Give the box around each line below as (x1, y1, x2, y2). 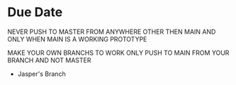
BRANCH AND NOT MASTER (7, 55, 91, 64)
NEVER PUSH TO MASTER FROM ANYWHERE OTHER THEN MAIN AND (7, 27, 216, 36)
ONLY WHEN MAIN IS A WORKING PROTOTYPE (7, 34, 147, 43)
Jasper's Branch (17, 70, 66, 78)
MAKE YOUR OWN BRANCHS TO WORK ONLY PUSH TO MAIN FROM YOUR (7, 48, 230, 57)
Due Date (7, 4, 63, 20)
